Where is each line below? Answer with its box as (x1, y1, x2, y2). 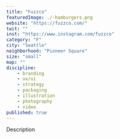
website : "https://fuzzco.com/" (6, 20, 87, 26)
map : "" (6, 59, 26, 65)
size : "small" (6, 54, 42, 60)
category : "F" (6, 37, 42, 43)
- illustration (17, 93, 55, 99)
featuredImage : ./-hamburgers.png (6, 14, 93, 20)
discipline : (6, 64, 36, 71)
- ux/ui (17, 76, 36, 82)
